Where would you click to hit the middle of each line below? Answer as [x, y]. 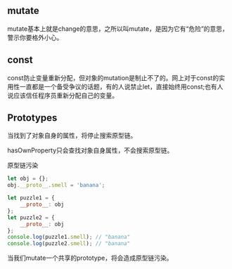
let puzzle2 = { [31, 217]
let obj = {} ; [28, 179]
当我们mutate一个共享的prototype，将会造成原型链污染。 [90, 258]
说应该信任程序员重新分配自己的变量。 [63, 95]
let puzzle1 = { [31, 198]
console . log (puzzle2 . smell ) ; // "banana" [69, 244]
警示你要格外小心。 [35, 37]
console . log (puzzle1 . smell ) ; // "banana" [69, 237]
